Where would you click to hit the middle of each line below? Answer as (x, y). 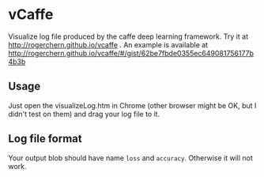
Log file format (45, 139)
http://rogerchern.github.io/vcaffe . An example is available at (108, 44)
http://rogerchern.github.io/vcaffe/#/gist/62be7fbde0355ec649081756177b (131, 53)
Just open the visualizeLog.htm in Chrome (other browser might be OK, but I (132, 105)
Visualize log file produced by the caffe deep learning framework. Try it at (128, 36)
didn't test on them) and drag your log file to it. (84, 114)
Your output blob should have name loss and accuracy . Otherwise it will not (130, 158)
